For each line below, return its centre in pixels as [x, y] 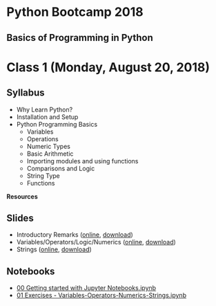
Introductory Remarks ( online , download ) [75, 235]
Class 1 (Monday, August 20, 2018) [108, 67]
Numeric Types [48, 146]
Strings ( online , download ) [54, 249]
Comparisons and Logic [61, 168]
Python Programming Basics [57, 124]
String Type [43, 175]
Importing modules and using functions [82, 161]
